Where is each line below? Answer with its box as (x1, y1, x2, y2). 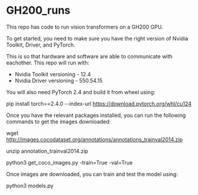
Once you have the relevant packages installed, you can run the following (6, 112, 186, 119)
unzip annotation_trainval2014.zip (6, 147, 89, 154)
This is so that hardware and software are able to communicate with (6, 52, 173, 60)
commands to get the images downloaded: (6, 117, 111, 125)
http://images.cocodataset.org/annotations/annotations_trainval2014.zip (6, 135, 183, 143)
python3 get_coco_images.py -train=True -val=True (6, 159, 133, 166)
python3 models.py (6, 182, 54, 189)
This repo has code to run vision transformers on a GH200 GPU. (6, 23, 164, 30)
